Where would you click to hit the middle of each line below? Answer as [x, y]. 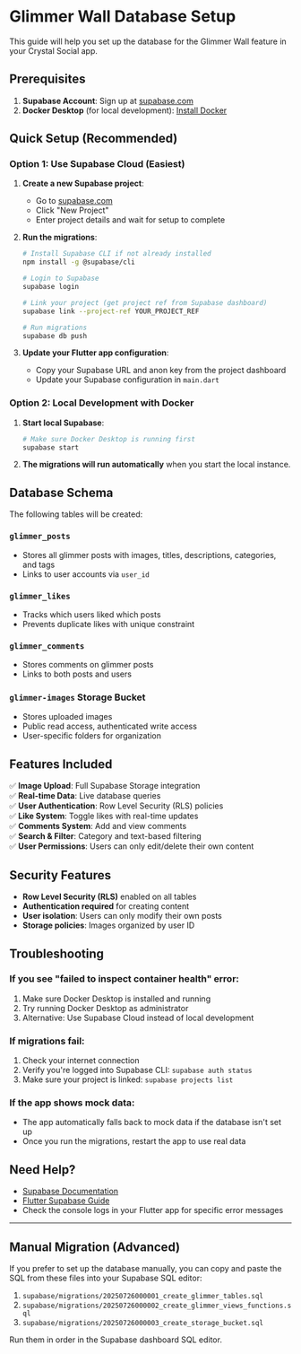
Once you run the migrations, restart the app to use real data [134, 1141]
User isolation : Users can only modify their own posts [122, 916]
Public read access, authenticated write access [109, 726]
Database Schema [61, 492]
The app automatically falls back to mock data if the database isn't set [152, 1123]
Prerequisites [47, 79]
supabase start [51, 447]
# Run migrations [55, 328]
